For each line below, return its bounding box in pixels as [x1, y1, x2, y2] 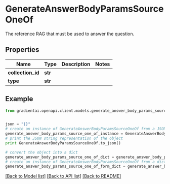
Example [5, 95, 33, 103]
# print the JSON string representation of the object [5, 136, 123, 141]
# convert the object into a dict [5, 149, 78, 155]
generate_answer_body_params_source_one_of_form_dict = [5, 164, 125, 169]
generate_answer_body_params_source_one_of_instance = [5, 131, 123, 136]
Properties [5, 45, 39, 54]
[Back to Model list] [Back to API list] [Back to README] [5, 173, 121, 179]
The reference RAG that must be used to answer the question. [5, 30, 135, 37]
